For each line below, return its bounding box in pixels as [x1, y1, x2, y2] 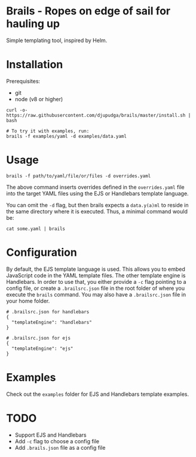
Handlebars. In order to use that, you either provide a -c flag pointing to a [6, 278, 186, 285]
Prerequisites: [6, 77, 41, 84]
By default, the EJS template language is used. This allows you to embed [6, 265, 185, 273]
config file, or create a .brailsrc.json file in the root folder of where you [6, 285, 185, 292]
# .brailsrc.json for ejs [6, 335, 71, 341]
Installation [6, 58, 63, 71]
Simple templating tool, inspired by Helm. [6, 37, 108, 44]
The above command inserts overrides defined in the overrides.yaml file [6, 183, 185, 190]
